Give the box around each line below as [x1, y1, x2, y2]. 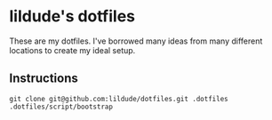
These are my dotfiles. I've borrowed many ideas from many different [9, 36, 263, 46]
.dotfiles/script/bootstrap [9, 102, 114, 111]
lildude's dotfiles [9, 6, 136, 27]
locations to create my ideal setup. [9, 44, 136, 55]
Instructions [9, 71, 78, 86]
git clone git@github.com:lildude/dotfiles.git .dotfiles [9, 94, 228, 103]
